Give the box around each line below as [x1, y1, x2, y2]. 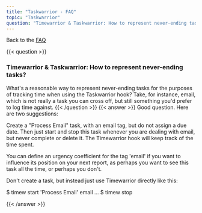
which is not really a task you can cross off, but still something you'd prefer [6, 97, 192, 104]
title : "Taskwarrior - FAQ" [6, 8, 77, 15]
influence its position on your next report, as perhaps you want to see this [6, 159, 189, 166]
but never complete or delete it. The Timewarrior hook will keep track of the [6, 134, 194, 141]
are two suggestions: [6, 110, 58, 117]
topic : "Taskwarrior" [6, 14, 61, 20]
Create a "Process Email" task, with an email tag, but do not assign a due [6, 122, 187, 129]
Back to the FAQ [6, 37, 46, 44]
